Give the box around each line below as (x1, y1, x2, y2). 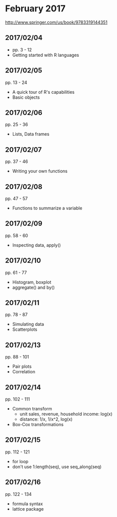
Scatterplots (12, 326, 38, 332)
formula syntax (12, 501, 43, 507)
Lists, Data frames (12, 131, 49, 137)
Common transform (12, 406, 52, 412)
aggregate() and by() (12, 284, 55, 290)
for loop (12, 458, 29, 464)
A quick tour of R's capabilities (12, 89, 75, 95)
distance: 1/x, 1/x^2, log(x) (19, 416, 73, 422)
